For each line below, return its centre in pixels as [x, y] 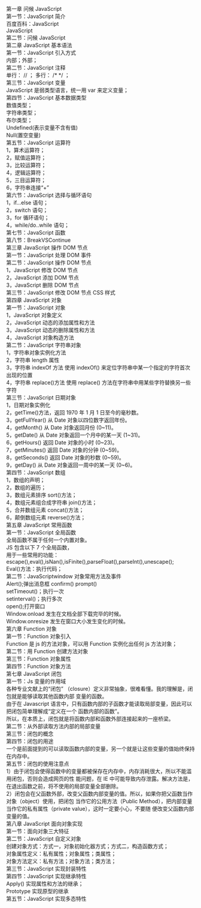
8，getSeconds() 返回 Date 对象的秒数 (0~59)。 [65, 457]
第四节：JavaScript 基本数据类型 [46, 97]
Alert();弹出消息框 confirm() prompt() [52, 584]
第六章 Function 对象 [31, 629]
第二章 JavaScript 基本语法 [39, 45]
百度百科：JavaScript [33, 24]
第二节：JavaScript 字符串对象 [44, 345]
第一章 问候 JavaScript [34, 9]
